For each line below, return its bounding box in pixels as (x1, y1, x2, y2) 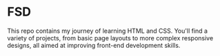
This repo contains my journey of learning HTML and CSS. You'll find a (7, 27, 208, 35)
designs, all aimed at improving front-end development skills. (7, 41, 181, 49)
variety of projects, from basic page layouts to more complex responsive (7, 33, 214, 42)
